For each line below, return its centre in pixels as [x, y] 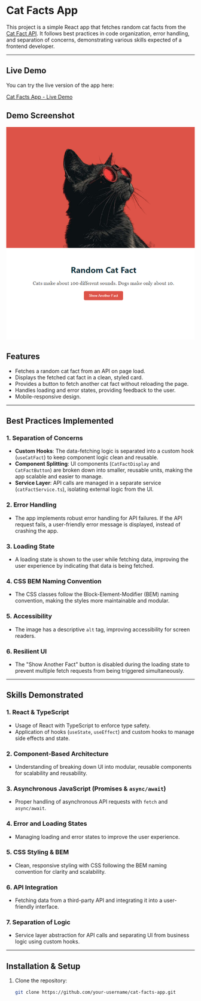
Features [23, 357]
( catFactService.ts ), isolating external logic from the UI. [84, 489]
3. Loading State [31, 546]
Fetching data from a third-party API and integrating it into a [89, 900]
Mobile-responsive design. [48, 396]
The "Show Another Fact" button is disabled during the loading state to [102, 664]
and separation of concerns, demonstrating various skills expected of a [94, 40]
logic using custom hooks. [47, 942]
